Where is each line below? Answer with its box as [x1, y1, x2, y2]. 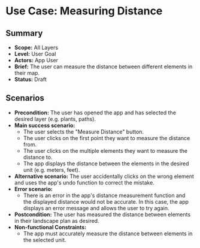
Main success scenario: [14, 122, 75, 129]
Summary [5, 28, 43, 38]
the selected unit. [23, 236, 66, 243]
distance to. [23, 153, 53, 161]
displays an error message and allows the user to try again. [23, 204, 169, 211]
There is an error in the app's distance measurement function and [23, 192, 186, 199]
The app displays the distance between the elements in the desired [23, 160, 189, 167]
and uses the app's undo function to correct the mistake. [14, 179, 155, 186]
